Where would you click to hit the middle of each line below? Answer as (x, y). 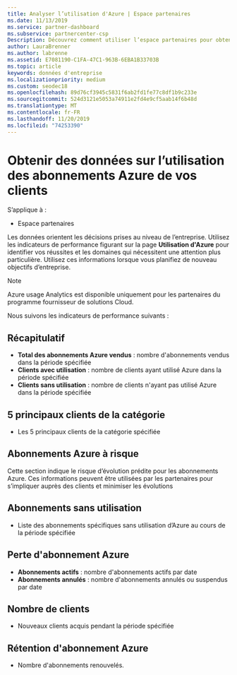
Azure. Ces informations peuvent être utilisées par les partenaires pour (110, 478)
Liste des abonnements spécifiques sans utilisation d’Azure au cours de (121, 525)
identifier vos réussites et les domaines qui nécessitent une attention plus (114, 252)
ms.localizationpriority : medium (56, 79)
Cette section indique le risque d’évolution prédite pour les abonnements (113, 471)
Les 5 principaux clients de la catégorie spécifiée (89, 432)
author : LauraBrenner (39, 47)
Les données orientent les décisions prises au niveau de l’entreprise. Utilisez (119, 237)
